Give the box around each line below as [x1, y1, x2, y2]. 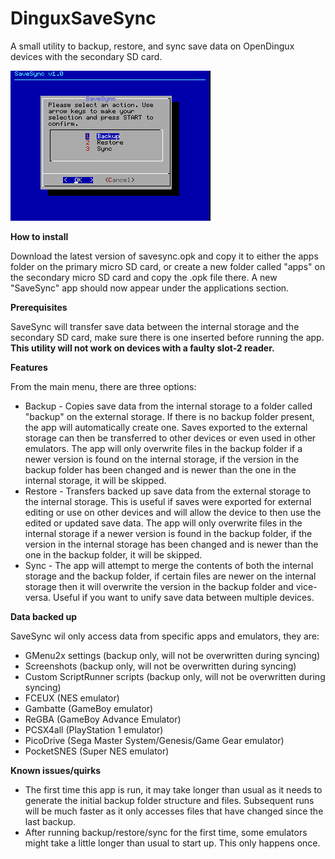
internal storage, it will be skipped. [24, 474, 167, 486]
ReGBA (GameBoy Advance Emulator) [24, 713, 182, 725]
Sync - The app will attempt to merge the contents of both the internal [24, 559, 314, 571]
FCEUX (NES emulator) [24, 692, 120, 704]
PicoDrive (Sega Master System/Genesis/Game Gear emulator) [24, 734, 285, 746]
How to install [10, 230, 69, 242]
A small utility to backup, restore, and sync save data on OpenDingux [10, 40, 295, 52]
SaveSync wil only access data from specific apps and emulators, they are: [10, 630, 320, 642]
